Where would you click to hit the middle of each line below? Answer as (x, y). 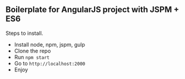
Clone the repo (32, 51)
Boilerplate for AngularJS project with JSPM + (93, 10)
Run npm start (32, 57)
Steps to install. (24, 33)
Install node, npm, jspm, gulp (50, 44)
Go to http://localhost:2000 (50, 63)
